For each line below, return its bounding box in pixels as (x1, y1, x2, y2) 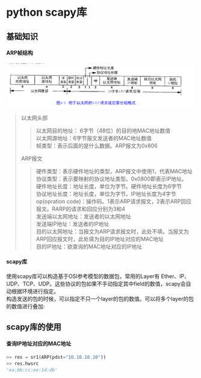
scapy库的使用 (6, 322, 62, 332)
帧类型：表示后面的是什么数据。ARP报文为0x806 (36, 142, 158, 149)
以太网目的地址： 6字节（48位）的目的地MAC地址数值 (36, 127, 170, 134)
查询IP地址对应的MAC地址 (6, 339, 72, 347)
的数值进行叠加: (6, 302, 45, 310)
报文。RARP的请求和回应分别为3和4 (36, 205, 125, 212)
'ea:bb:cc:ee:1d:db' (6, 367, 58, 373)
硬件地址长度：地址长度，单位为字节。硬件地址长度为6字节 (36, 183, 182, 190)
